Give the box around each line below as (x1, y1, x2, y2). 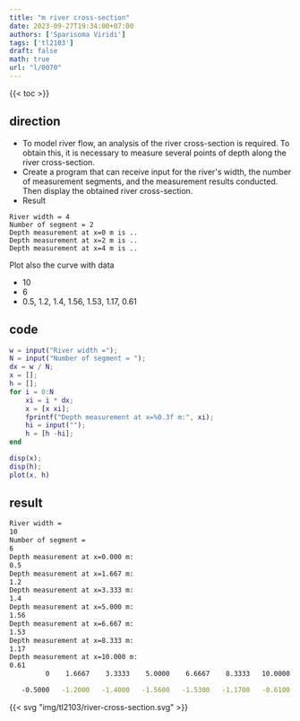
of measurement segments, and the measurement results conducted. (21, 176, 279, 187)
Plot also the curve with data (9, 259, 115, 270)
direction (9, 114, 61, 129)
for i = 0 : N (9, 387, 54, 396)
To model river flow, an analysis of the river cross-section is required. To (21, 137, 290, 148)
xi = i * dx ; (25, 396, 74, 405)
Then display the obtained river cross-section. (21, 185, 193, 196)
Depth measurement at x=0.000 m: (9, 552, 134, 561)
